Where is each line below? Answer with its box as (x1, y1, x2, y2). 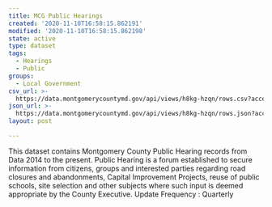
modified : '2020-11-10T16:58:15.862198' (8, 27, 147, 35)
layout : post (8, 117, 53, 125)
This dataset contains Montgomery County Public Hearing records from (8, 146, 248, 156)
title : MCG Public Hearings (8, 11, 104, 20)
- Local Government (15, 79, 82, 87)
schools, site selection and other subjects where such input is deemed (8, 180, 244, 190)
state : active (8, 34, 57, 43)
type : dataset (8, 42, 57, 50)
